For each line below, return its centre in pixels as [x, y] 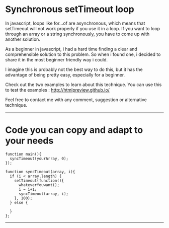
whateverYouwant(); [39, 185]
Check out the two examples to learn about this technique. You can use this [83, 85]
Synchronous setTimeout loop [70, 9]
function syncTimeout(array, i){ [40, 172]
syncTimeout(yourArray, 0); [39, 159]
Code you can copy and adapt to [74, 130]
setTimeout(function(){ [39, 180]
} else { [19, 202]
